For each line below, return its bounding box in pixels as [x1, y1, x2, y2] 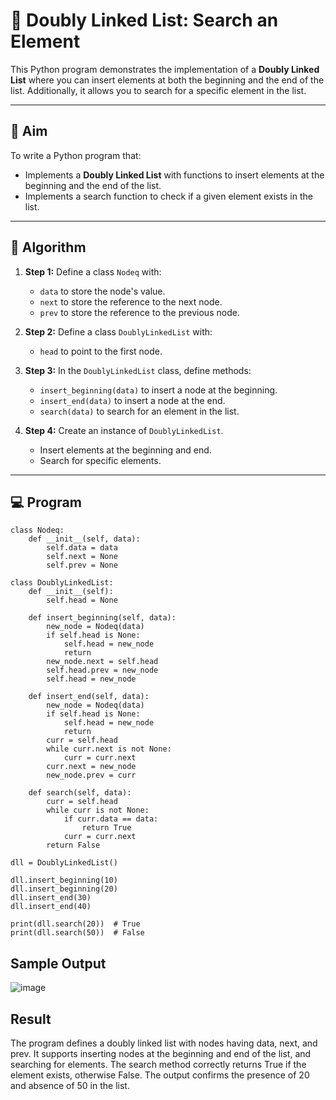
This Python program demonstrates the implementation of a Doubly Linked [10, 63, 320, 75]
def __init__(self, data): [28, 534, 141, 544]
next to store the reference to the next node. [39, 295, 223, 308]
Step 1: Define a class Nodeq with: [24, 265, 162, 278]
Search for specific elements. [39, 454, 162, 466]
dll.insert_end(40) [10, 902, 92, 912]
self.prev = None [46, 560, 118, 571]
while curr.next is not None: [46, 744, 172, 754]
